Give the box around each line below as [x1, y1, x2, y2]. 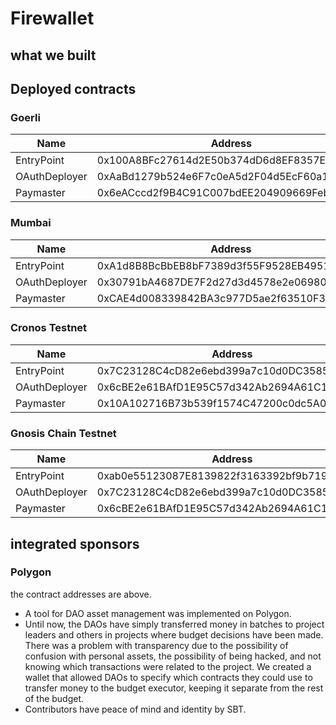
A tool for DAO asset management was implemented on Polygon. [24, 607, 292, 619]
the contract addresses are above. [10, 588, 152, 600]
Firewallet [10, 7, 95, 30]
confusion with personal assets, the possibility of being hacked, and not [24, 650, 322, 662]
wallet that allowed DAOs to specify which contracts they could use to [24, 671, 313, 683]
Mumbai [10, 216, 52, 230]
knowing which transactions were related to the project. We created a [24, 660, 312, 672]
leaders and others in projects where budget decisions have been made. [24, 628, 324, 641]
